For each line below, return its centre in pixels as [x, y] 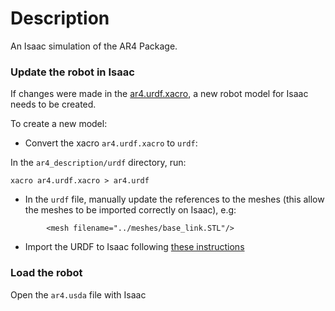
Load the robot [46, 273]
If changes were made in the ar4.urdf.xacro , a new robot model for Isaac [159, 94]
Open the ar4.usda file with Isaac [78, 294]
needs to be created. [53, 104]
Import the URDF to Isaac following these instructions [134, 247]
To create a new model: [59, 124]
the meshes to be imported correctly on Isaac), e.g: [130, 210]
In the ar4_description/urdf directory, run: [98, 163]
